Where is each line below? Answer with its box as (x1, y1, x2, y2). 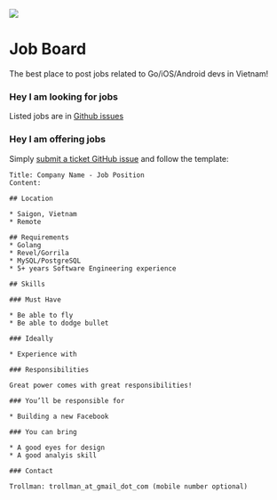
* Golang (9, 240, 42, 249)
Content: (9, 178, 42, 187)
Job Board (9, 39, 87, 60)
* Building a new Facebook (9, 412, 109, 421)
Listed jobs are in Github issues (9, 111, 124, 122)
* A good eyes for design (9, 443, 105, 452)
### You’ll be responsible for (9, 396, 125, 405)
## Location (9, 194, 53, 203)
